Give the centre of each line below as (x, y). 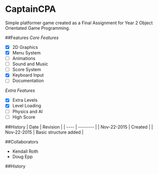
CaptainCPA (30, 9)
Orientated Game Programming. (38, 28)
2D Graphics (25, 47)
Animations (24, 58)
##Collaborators (22, 141)
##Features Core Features (32, 38)
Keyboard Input (28, 75)
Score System (26, 70)
